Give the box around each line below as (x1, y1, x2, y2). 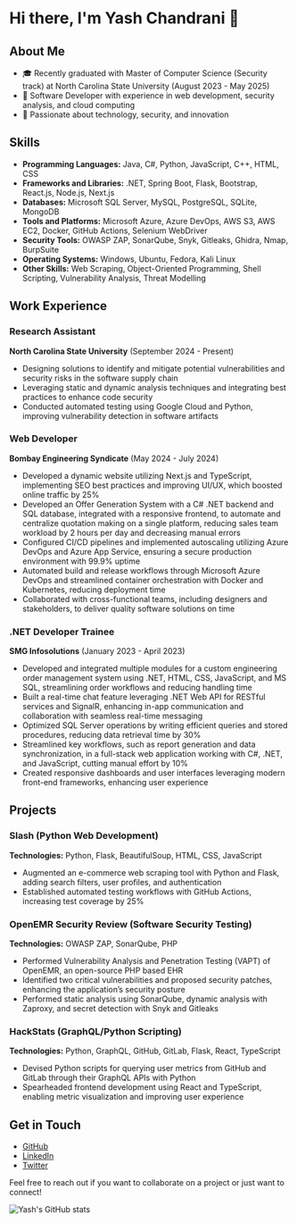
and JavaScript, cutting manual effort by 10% (21, 758, 189, 769)
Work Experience (9, 298, 108, 314)
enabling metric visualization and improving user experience (21, 1092, 244, 1102)
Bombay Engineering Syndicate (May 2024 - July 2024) (9, 453, 219, 464)
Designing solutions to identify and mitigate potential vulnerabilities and (21, 363, 285, 373)
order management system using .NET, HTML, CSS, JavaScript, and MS (21, 673, 287, 683)
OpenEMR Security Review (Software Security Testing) (9, 917, 252, 930)
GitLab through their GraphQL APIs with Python (21, 1072, 196, 1084)
